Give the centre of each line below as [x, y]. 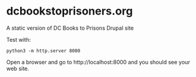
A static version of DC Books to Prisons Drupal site [70, 28]
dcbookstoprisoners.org [70, 11]
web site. [18, 69]
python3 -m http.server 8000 [43, 51]
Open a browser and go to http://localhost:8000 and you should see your [98, 62]
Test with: [19, 39]
